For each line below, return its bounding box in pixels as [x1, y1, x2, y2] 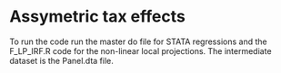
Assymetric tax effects [9, 6, 186, 27]
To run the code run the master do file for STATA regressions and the [9, 36, 267, 47]
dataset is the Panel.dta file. [9, 55, 114, 66]
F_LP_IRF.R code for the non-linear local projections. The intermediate [9, 45, 272, 56]
